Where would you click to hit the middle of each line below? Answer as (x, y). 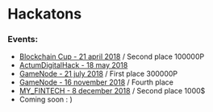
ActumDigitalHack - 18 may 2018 (73, 65)
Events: (23, 39)
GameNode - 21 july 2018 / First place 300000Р (98, 74)
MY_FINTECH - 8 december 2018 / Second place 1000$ (112, 91)
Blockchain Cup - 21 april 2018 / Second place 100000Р (112, 56)
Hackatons (45, 14)
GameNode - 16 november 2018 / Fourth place (96, 82)
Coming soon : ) (46, 100)
